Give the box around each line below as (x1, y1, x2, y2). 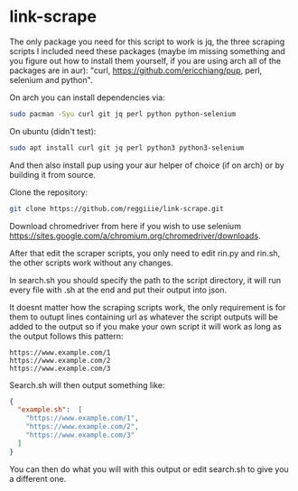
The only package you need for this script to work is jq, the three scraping (9, 36, 285, 47)
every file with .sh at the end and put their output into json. (9, 284, 228, 295)
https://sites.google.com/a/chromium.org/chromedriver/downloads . (9, 230, 261, 241)
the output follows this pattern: (9, 330, 124, 341)
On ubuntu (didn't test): (9, 125, 97, 136)
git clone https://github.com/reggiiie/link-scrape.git (9, 204, 224, 213)
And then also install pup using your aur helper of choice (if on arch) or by (9, 160, 284, 171)
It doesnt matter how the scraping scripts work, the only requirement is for (9, 301, 286, 312)
